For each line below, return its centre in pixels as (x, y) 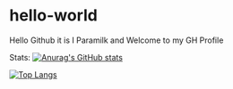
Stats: (20, 57)
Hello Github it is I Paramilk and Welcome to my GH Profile (116, 40)
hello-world (54, 16)
